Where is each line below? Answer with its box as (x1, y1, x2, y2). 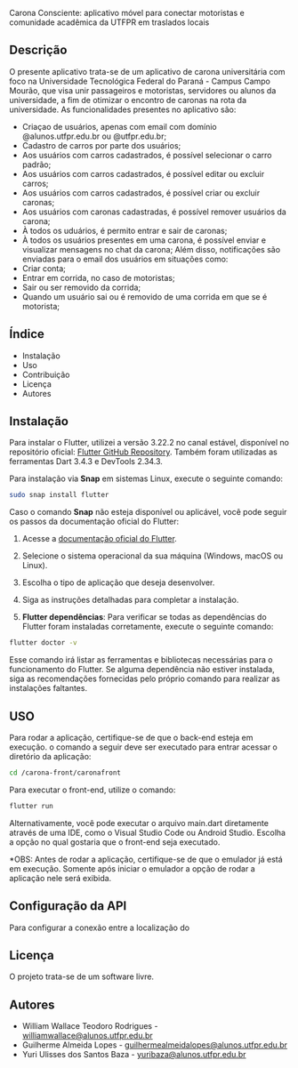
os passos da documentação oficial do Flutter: (9, 516, 180, 527)
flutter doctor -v (9, 638, 77, 647)
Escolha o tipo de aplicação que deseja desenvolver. (21, 577, 215, 588)
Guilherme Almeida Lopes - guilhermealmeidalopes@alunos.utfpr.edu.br (21, 1040, 287, 1050)
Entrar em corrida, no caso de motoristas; (21, 272, 175, 283)
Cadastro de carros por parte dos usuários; (21, 140, 181, 150)
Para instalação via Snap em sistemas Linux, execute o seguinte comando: (9, 473, 283, 484)
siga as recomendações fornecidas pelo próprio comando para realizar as (9, 673, 280, 684)
